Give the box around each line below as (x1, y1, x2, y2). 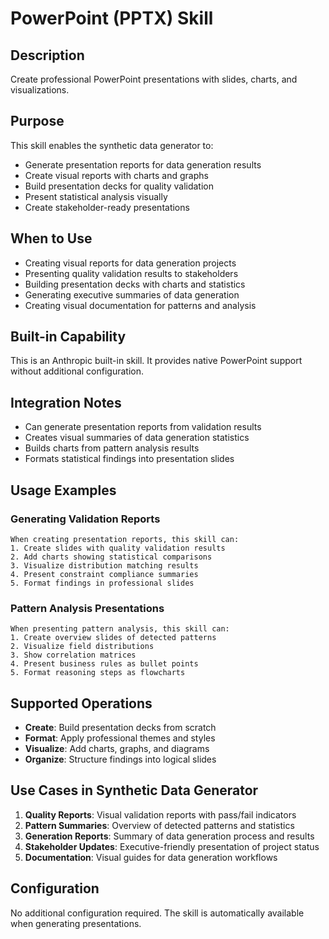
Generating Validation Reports (10, 512, 161, 526)
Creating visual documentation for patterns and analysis (24, 299, 257, 311)
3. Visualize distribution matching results (10, 560, 199, 571)
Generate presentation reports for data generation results (24, 158, 262, 171)
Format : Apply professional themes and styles (24, 732, 216, 744)
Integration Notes (10, 394, 122, 411)
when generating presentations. (10, 917, 142, 929)
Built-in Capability (10, 328, 127, 346)
